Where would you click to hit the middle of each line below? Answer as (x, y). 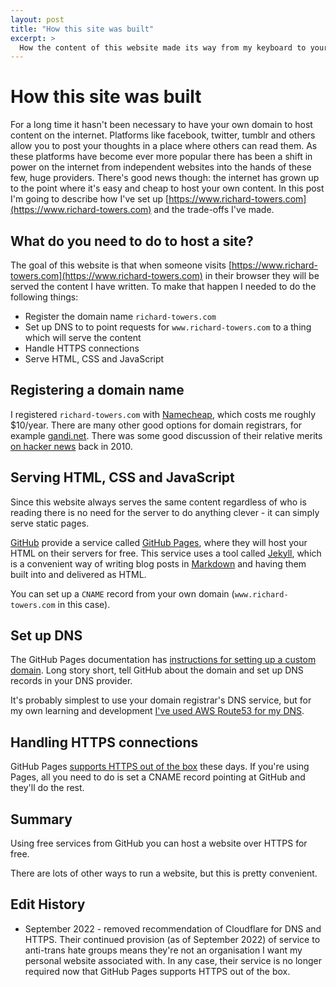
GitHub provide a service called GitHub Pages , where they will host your (159, 542)
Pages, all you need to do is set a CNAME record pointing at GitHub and (158, 777)
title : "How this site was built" (82, 29)
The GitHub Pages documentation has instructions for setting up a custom (163, 660)
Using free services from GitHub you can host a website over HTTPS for (159, 843)
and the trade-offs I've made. (214, 210)
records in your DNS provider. (71, 681)
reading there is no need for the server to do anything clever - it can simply (165, 512)
